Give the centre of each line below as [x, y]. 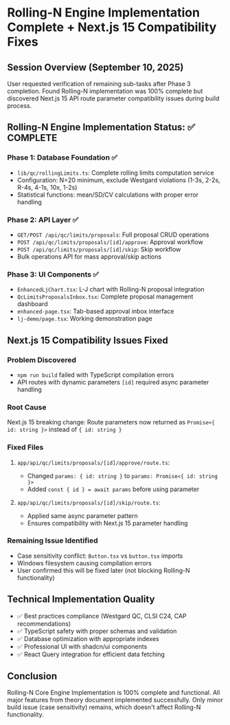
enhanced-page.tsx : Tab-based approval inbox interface [95, 312]
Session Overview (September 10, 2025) [95, 67]
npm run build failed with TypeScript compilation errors [95, 375]
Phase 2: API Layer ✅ [43, 219]
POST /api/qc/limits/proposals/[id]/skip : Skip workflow [99, 249]
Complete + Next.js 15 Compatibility [112, 27]
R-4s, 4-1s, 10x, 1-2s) [47, 187]
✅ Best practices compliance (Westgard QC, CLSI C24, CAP [102, 616]
